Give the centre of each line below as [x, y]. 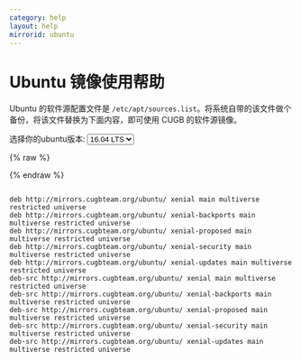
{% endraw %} [37, 175]
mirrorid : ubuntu [42, 34]
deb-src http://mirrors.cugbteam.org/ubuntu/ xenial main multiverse [143, 279]
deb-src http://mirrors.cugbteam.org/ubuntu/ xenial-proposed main [139, 310]
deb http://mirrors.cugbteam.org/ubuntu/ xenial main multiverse [134, 199]
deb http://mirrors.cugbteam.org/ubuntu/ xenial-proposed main [131, 231]
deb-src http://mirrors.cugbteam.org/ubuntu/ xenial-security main [139, 326]
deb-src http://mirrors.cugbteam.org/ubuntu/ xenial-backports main [141, 294]
